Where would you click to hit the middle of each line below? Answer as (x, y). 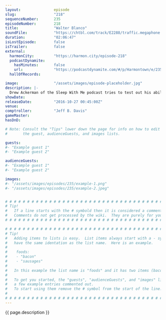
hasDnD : (13, 120)
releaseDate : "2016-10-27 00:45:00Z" (54, 102)
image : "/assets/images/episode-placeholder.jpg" (74, 83)
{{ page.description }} (27, 312)
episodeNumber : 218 (33, 24)
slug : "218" (35, 14)
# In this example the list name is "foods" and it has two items (77, 270)
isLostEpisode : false (35, 42)
